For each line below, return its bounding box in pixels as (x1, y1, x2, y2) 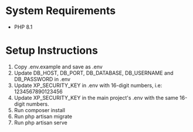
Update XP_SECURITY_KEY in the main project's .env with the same (13, 94, 178, 101)
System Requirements (5, 4, 116, 18)
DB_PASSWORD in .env (13, 75, 71, 82)
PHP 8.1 (13, 23, 33, 30)
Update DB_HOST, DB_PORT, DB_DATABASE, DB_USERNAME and (13, 69, 174, 77)
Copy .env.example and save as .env (13, 63, 103, 70)
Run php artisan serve (13, 119, 68, 126)
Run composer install (13, 106, 66, 113)
